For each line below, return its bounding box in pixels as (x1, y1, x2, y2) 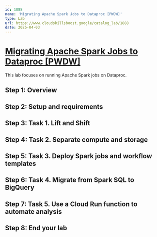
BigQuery (5, 183, 35, 192)
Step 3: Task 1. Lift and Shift (5, 119, 91, 127)
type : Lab (5, 16, 25, 21)
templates (5, 160, 36, 168)
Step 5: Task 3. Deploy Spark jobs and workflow (5, 152, 153, 160)
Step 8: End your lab (5, 224, 67, 232)
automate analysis (5, 207, 62, 216)
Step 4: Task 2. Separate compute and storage (5, 135, 148, 144)
